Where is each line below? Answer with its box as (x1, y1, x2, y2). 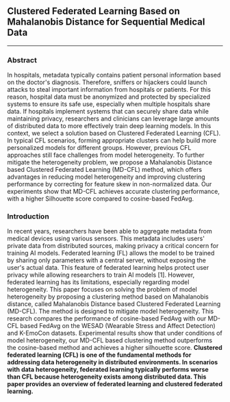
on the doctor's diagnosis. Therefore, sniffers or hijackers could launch (7, 78, 207, 86)
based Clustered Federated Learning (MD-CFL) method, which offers (7, 166, 203, 174)
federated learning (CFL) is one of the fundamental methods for (7, 351, 192, 359)
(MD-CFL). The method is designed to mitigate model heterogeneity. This (7, 307, 214, 316)
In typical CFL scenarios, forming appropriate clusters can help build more (7, 136, 217, 145)
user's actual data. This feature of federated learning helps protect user (7, 264, 209, 272)
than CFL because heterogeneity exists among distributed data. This (7, 373, 207, 381)
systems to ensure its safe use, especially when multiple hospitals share (7, 100, 211, 108)
